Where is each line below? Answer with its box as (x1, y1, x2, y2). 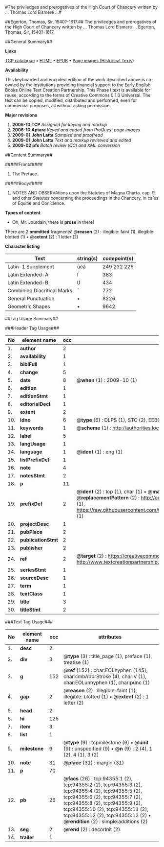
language (20, 448, 42, 455)
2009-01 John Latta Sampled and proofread (12, 132, 103, 138)
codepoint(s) (102, 255, 134, 261)
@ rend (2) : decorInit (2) (63, 826, 121, 833)
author (20, 345, 36, 352)
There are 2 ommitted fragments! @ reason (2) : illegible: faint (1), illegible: (5, 229, 155, 235)
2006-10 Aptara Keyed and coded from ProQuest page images (12, 127, 141, 133)
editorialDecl (20, 401, 50, 407)
